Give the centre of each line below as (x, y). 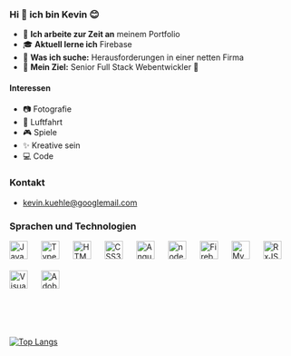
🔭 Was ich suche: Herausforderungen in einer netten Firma (133, 57)
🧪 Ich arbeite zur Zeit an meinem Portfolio (101, 35)
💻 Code (38, 156)
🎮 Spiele (39, 132)
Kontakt (27, 183)
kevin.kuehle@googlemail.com (80, 203)
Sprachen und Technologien (73, 226)
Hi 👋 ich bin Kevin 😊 (54, 15)
